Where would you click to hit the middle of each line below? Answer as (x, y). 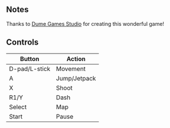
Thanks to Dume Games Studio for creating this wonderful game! (85, 23)
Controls (22, 43)
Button (30, 59)
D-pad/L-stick (30, 69)
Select (18, 107)
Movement (71, 69)
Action (76, 59)
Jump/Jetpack (76, 78)
